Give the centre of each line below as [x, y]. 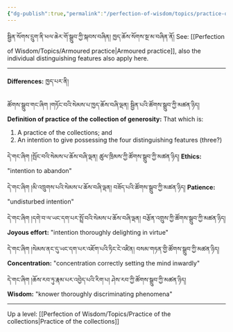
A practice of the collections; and [64, 132]
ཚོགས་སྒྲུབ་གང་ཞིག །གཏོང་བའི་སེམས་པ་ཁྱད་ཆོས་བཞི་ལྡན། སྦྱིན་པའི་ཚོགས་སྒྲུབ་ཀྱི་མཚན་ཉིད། [103, 104]
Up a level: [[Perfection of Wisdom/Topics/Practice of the [89, 314]
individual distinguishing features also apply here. [78, 58]
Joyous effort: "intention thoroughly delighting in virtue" [88, 232]
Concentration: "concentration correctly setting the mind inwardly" [103, 263]
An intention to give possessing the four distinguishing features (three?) [120, 140]
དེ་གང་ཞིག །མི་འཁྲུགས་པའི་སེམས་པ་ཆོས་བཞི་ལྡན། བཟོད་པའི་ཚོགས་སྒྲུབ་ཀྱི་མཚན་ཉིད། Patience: [111, 187]
